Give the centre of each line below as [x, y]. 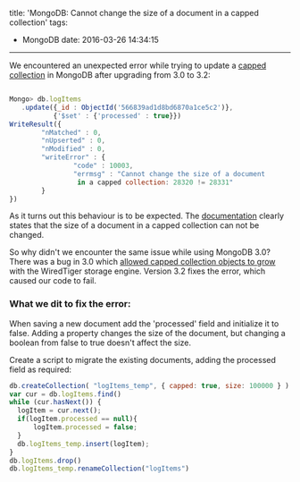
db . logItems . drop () [46, 461]
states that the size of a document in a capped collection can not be [134, 225]
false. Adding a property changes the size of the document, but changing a [147, 333]
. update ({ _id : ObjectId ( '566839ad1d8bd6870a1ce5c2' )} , [127, 107]
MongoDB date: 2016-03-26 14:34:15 [90, 40]
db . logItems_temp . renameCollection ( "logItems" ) [100, 469]
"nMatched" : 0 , [71, 132]
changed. [27, 235]
